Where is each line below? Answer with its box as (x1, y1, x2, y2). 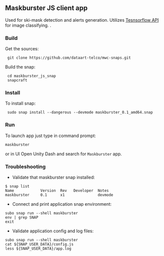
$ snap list (5, 184, 30, 189)
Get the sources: (5, 46, 39, 52)
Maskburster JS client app (5, 4, 88, 12)
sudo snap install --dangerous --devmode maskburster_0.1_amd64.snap (7, 110, 153, 115)
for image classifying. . (5, 22, 52, 28)
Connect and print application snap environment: (12, 201, 112, 207)
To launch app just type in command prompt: (5, 133, 96, 139)
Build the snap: (5, 64, 35, 70)
